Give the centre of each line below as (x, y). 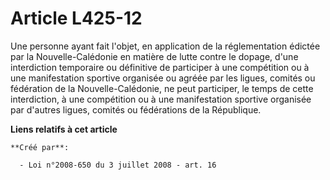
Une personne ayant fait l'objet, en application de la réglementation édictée (165, 46)
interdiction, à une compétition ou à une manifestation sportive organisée (161, 99)
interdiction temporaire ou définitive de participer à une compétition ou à (160, 67)
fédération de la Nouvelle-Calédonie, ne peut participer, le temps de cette (162, 88)
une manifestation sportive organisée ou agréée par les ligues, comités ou (163, 78)
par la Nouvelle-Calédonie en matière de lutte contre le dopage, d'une (154, 56)
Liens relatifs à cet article (64, 129)
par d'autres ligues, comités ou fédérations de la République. (136, 109)
